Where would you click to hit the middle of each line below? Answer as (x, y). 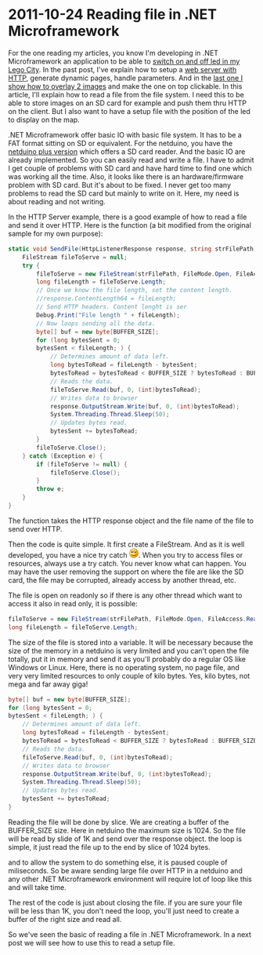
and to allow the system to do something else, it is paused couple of (118, 862)
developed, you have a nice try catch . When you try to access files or (126, 554)
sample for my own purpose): (56, 233)
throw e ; (50, 489)
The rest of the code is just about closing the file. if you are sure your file (125, 902)
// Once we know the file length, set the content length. (135, 291)
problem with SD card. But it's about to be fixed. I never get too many (120, 185)
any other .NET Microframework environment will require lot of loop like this (130, 879)
